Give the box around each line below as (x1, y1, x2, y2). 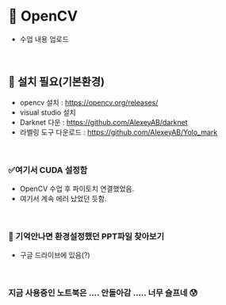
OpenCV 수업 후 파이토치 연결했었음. (19, 184, 135, 193)
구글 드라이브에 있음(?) (19, 250, 90, 260)
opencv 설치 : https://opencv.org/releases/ (19, 97, 159, 107)
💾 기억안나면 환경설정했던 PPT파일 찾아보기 (8, 231, 165, 242)
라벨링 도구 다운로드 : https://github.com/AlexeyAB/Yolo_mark (19, 127, 218, 137)
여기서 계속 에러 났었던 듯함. (19, 194, 107, 204)
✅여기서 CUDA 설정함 (8, 164, 88, 175)
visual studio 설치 (19, 107, 77, 117)
